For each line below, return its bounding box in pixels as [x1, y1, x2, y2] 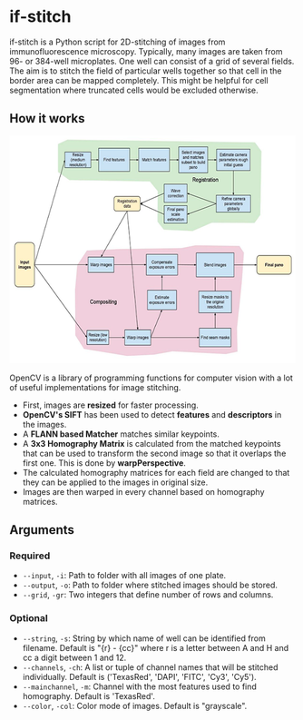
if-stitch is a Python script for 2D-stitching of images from [9, 36, 226, 47]
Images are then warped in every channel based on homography [22, 486, 265, 497]
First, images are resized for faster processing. [22, 399, 200, 410]
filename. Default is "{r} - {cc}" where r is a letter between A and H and [22, 642, 289, 653]
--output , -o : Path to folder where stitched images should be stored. [22, 579, 279, 591]
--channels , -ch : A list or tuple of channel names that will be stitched [22, 661, 279, 673]
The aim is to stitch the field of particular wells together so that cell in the [9, 65, 282, 76]
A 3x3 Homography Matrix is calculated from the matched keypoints [22, 438, 281, 449]
